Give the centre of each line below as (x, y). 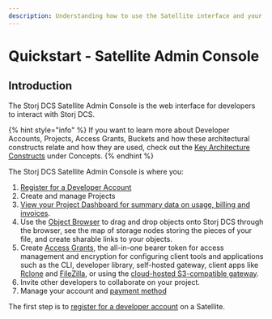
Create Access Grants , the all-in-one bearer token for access (122, 248)
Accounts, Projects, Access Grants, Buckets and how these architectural (129, 138)
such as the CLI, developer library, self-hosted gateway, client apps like (139, 265)
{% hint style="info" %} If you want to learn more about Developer (119, 130)
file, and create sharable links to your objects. (96, 239)
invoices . (35, 213)
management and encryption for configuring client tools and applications (142, 256)
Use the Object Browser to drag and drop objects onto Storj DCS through (142, 222)
